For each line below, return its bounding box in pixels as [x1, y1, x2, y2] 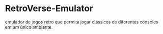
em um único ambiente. [5, 24, 53, 30]
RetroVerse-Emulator [5, 3, 93, 14]
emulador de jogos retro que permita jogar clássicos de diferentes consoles [5, 19, 159, 25]
